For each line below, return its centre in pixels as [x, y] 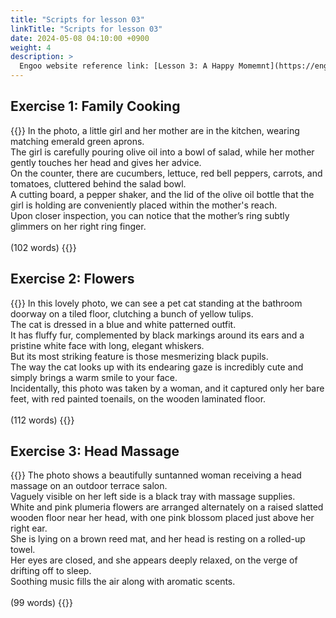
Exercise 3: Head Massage [95, 451]
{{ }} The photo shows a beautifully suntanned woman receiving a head [156, 475]
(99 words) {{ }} [41, 603]
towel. [23, 550]
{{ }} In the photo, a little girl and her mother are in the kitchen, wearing [155, 130]
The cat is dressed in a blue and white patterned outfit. [123, 324]
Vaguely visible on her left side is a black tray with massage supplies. [153, 497]
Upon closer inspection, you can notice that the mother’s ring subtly [150, 215]
